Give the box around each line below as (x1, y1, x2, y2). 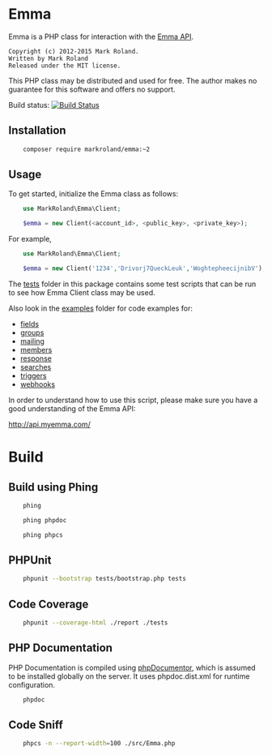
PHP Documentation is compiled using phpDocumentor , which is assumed (8, 663, 257, 672)
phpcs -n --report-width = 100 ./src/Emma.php (23, 740, 176, 748)
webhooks (19, 379, 55, 389)
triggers (19, 371, 47, 380)
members (19, 345, 53, 354)
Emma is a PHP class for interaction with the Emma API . (8, 32, 194, 41)
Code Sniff (8, 719, 63, 732)
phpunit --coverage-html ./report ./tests (23, 619, 168, 627)
